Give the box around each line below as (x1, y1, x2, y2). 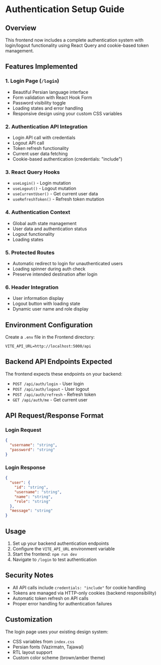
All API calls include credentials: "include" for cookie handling (12, 584, 146, 590)
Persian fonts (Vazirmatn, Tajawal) (12, 644, 84, 650)
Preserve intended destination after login (12, 271, 97, 277)
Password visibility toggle (12, 99, 66, 106)
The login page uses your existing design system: (5, 629, 109, 635)
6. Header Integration (5, 284, 59, 291)
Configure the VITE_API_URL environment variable (12, 545, 115, 551)
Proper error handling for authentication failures (12, 600, 112, 606)
